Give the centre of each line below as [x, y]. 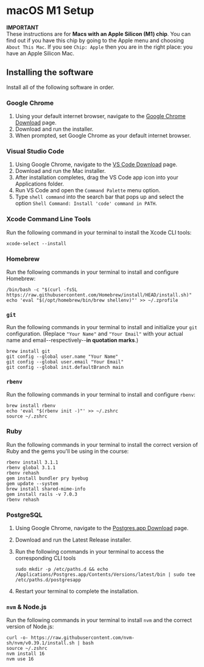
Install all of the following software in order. [60, 87]
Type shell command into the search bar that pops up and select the [99, 197]
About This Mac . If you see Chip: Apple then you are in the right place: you [100, 47]
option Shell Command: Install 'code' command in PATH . [86, 203]
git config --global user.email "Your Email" [65, 362]
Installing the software [50, 73]
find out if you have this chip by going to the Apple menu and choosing [95, 40]
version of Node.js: [30, 627]
